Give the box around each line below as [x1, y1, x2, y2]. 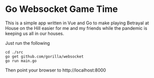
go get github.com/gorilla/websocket [5, 54, 84, 59]
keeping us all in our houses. [5, 30, 64, 36]
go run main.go [5, 58, 37, 63]
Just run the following [5, 40, 50, 46]
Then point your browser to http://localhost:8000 [5, 67, 106, 73]
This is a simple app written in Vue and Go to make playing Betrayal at [5, 20, 149, 26]
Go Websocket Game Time [5, 3, 118, 15]
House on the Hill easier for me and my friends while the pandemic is [5, 25, 147, 31]
